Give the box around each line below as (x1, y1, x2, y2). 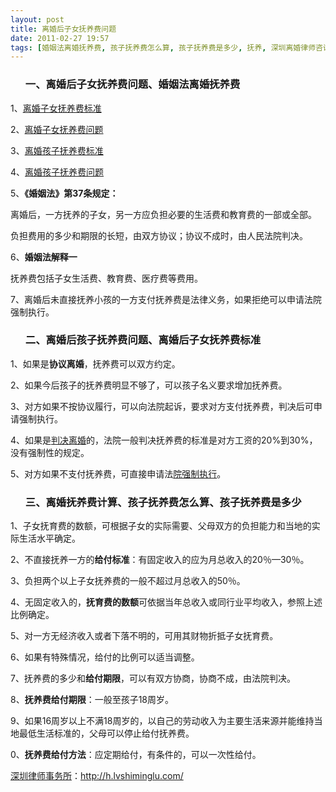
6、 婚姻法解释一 (10, 251, 78, 263)
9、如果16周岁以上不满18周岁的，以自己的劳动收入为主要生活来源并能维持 (10, 715, 315, 727)
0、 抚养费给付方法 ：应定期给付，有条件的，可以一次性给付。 (10, 749, 262, 761)
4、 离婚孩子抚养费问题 (10, 166, 105, 178)
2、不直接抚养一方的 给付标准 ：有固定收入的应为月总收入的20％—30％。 (10, 554, 310, 566)
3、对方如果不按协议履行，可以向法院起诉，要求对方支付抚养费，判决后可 (10, 400, 314, 412)
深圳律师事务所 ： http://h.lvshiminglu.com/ (10, 770, 184, 782)
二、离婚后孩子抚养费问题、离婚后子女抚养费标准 (24, 333, 262, 347)
